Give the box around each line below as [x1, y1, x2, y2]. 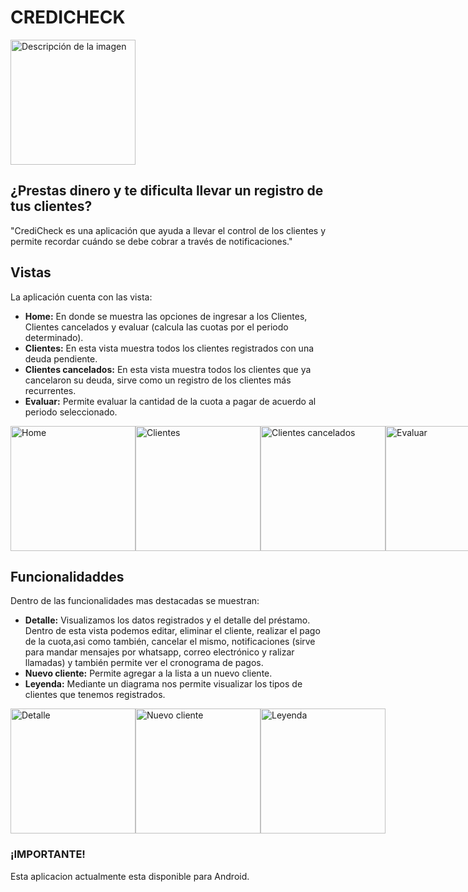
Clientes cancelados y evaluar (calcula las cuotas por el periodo [24, 321, 289, 333]
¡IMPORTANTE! [10, 847, 86, 861]
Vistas [10, 264, 52, 281]
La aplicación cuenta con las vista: [10, 291, 153, 303]
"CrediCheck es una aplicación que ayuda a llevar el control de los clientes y [10, 224, 326, 236]
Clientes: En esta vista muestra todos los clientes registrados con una [24, 342, 315, 354]
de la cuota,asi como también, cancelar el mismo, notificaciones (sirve [24, 636, 316, 648]
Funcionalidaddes [10, 568, 125, 585]
